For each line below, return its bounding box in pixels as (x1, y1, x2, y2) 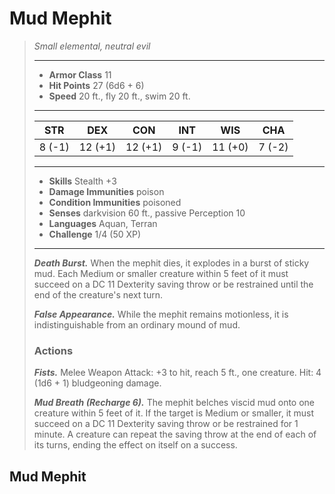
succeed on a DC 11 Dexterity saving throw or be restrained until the (33, 278, 314, 290)
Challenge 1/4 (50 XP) (48, 228, 142, 240)
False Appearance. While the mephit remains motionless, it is (33, 308, 289, 320)
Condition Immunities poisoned (48, 196, 182, 208)
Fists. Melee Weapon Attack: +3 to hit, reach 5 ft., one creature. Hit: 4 (33, 367, 322, 379)
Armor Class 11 (48, 68, 112, 81)
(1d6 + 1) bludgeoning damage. (33, 377, 162, 389)
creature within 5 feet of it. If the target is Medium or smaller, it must (33, 407, 315, 419)
